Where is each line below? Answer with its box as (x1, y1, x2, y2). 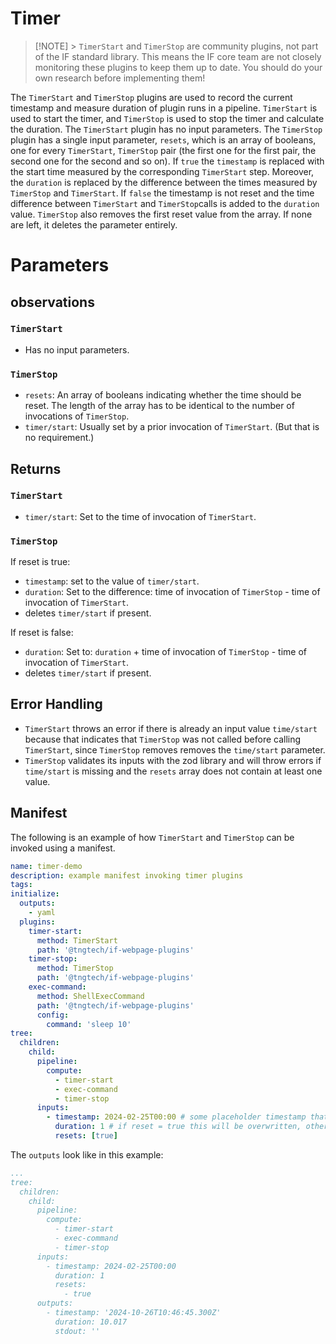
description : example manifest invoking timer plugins (10, 870, 244, 881)
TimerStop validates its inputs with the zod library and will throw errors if (24, 754, 322, 766)
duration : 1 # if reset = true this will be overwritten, (54, 1122, 302, 1132)
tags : (10, 880, 33, 890)
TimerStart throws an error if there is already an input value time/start (24, 722, 318, 734)
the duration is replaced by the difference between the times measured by (10, 176, 318, 188)
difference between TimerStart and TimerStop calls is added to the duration (10, 197, 320, 209)
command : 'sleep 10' (46, 1019, 132, 1029)
